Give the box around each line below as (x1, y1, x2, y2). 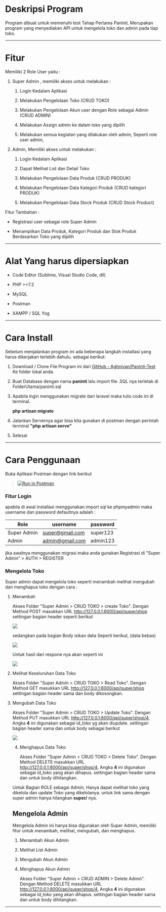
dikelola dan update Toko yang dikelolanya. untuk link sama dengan (12, 790, 150, 796)
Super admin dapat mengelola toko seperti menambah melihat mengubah (5, 579, 155, 585)
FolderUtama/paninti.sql (12, 384, 62, 389)
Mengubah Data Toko (12, 700, 57, 706)
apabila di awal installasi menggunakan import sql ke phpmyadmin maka (5, 504, 152, 510)
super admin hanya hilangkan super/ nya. (12, 795, 97, 801)
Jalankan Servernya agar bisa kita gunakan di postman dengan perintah (12, 417, 159, 424)
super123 (90, 529, 114, 536)
